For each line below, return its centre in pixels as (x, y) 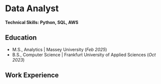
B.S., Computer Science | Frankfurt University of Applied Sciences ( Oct (84, 55)
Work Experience (32, 75)
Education (21, 38)
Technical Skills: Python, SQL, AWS (42, 22)
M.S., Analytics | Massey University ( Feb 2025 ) (59, 49)
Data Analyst (32, 9)
